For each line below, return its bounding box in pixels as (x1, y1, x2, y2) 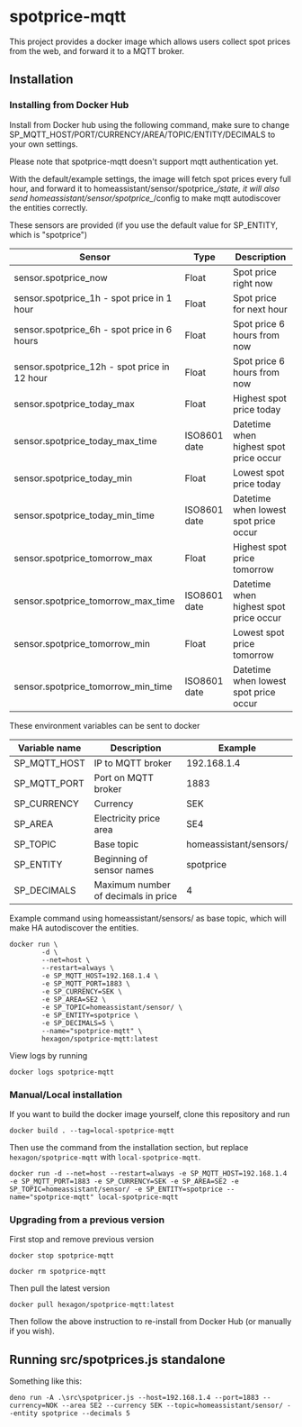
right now (232, 277, 273, 289)
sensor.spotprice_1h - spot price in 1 (13, 291, 173, 304)
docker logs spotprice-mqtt (9, 1068, 115, 1077)
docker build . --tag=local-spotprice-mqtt (9, 1126, 175, 1135)
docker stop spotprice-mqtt (9, 1251, 115, 1260)
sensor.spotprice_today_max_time (13, 434, 157, 447)
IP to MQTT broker (93, 757, 173, 769)
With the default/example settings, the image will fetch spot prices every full (9, 173, 292, 184)
